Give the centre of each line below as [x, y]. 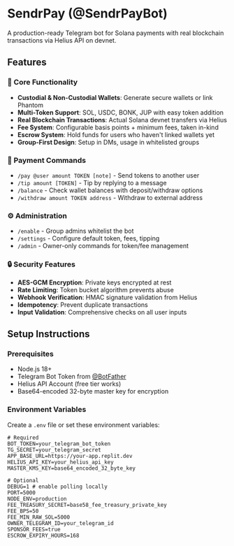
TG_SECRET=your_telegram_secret [54, 450]
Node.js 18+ [35, 369]
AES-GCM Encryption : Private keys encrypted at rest [94, 282]
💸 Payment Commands [46, 160]
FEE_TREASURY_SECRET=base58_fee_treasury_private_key [87, 505]
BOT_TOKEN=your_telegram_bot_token [59, 444]
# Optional [23, 480]
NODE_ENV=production [37, 498]
